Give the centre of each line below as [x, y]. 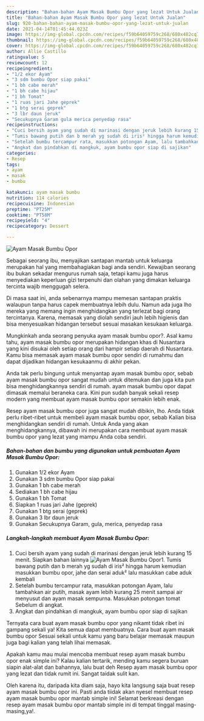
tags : [13, 165]
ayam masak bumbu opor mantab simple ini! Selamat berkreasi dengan [95, 698]
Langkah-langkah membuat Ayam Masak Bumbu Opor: [78, 538]
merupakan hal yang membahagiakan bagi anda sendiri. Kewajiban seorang [101, 267]
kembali [25, 579]
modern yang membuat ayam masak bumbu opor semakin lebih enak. [93, 399]
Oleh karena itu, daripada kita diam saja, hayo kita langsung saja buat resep [101, 685]
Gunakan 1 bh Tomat [41, 498]
